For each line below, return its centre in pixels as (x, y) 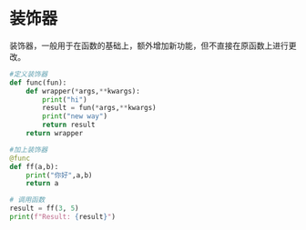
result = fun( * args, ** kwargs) (99, 108)
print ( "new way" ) (75, 116)
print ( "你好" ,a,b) (59, 175)
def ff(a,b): (34, 166)
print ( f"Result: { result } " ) (63, 217)
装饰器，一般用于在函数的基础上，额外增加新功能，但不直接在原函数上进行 (149, 45)
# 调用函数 (27, 200)
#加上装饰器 (29, 150)
